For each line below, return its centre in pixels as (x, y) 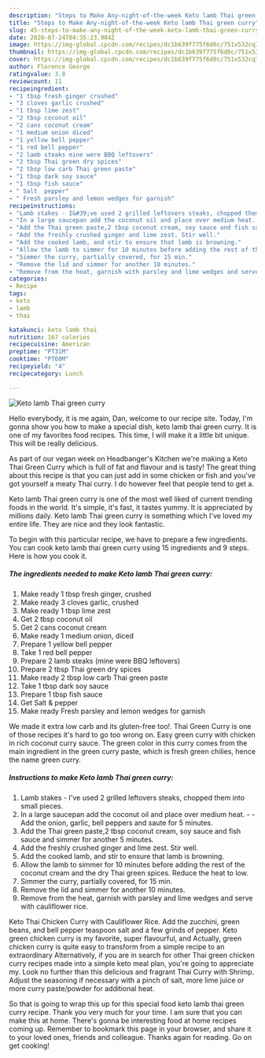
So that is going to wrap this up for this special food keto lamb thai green (127, 1004)
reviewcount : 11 (35, 81)
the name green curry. (45, 760)
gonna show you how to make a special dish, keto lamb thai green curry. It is (133, 427)
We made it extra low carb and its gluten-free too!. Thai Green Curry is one (130, 726)
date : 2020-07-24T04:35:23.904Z (62, 37)
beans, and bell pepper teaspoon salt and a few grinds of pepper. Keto (123, 930)
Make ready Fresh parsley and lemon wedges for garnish (113, 711)
